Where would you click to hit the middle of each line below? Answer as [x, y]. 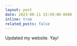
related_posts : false [28, 24]
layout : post [19, 10]
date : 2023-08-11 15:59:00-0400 [38, 14]
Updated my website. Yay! [32, 38]
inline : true [19, 19]
